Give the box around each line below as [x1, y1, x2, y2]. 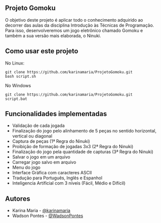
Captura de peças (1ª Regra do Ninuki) [12, 138, 90, 144]
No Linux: [5, 60, 25, 66]
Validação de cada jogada [12, 123, 65, 128]
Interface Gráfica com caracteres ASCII [12, 170, 92, 176]
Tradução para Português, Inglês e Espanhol [12, 175, 103, 181]
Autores [5, 194, 30, 203]
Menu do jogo [12, 164, 41, 170]
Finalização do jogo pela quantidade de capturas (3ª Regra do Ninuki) [12, 149, 154, 155]
